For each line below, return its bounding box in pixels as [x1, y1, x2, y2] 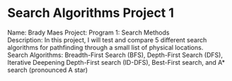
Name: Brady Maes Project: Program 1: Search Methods [7, 28, 170, 37]
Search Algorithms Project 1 [7, 5, 175, 21]
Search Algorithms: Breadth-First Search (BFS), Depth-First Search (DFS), [7, 51, 223, 59]
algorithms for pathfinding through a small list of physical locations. [7, 43, 204, 51]
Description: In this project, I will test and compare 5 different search [7, 35, 207, 44]
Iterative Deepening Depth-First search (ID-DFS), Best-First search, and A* [7, 58, 225, 66]
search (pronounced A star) [7, 66, 88, 74]
